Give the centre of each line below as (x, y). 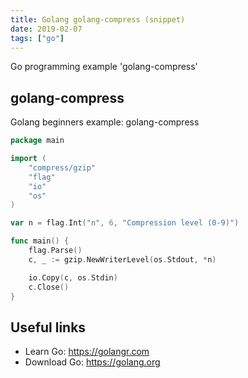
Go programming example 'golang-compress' (104, 67)
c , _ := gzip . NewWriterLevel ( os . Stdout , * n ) (122, 259)
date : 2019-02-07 (46, 29)
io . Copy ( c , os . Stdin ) (73, 277)
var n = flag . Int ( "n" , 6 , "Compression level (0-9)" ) (125, 223)
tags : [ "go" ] (37, 38)
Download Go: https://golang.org (92, 362)
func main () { (40, 241)
